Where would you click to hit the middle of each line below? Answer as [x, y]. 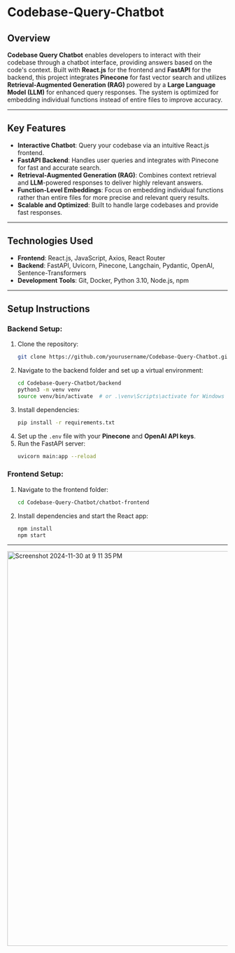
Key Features [37, 128]
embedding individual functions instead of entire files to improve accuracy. [115, 100]
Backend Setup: [35, 328]
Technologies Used [50, 241]
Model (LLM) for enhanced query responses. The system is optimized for [113, 92]
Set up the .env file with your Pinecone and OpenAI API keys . [106, 436]
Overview [29, 38]
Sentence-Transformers [52, 273]
